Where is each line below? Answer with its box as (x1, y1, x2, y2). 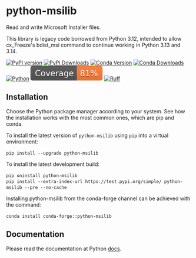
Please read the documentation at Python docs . (6, 245, 122, 252)
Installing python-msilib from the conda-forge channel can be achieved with (6, 195, 191, 202)
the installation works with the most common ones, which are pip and (6, 114, 175, 121)
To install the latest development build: (6, 161, 100, 168)
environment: (6, 138, 38, 145)
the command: (6, 201, 41, 208)
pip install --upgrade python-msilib (6, 150, 99, 156)
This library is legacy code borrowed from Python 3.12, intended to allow (6, 35, 182, 42)
